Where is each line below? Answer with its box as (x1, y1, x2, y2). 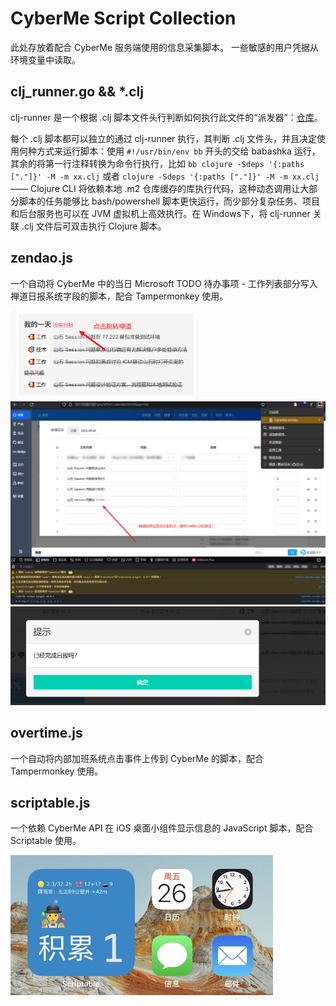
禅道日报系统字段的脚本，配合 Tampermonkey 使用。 (10, 290, 229, 302)
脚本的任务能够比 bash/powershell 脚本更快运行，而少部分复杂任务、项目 (18, 195, 321, 207)
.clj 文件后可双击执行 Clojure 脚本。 (21, 220, 167, 232)
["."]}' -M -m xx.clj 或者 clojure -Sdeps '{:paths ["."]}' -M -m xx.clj (10, 170, 320, 182)
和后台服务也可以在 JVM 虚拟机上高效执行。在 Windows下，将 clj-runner (10, 207, 311, 219)
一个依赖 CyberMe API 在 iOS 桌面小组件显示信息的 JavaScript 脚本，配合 (10, 822, 314, 834)
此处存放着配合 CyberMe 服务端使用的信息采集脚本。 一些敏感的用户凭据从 (10, 41, 320, 53)
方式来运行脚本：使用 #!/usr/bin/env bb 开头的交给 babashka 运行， (36, 145, 321, 157)
